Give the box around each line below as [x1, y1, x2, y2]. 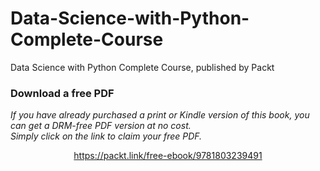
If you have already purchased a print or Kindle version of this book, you [10, 109, 310, 121]
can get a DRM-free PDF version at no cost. [10, 120, 192, 132]
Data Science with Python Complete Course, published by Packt [10, 61, 275, 73]
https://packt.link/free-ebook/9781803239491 [73, 150, 263, 162]
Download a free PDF [10, 86, 115, 100]
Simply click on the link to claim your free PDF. [10, 130, 203, 142]
